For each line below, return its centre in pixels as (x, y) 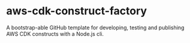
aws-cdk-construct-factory (77, 11)
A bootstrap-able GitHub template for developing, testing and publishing (95, 27)
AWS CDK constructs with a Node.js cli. (55, 33)
